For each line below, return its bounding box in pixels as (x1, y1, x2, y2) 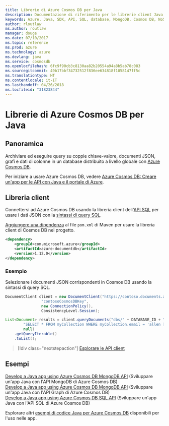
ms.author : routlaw (5, 26, 46, 31)
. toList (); (14, 336, 37, 341)
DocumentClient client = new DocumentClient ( (5, 294, 102, 299)
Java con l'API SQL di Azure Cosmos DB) (5, 400, 91, 406)
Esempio (5, 268, 27, 275)
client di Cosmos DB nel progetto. (5, 227, 75, 233)
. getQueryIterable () (14, 331, 57, 337)
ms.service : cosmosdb (5, 59, 51, 64)
